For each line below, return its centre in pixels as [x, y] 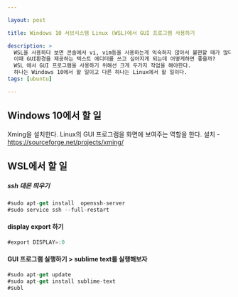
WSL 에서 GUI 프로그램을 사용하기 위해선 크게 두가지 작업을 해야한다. [103, 66]
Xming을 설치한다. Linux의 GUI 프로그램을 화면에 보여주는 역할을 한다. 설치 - [114, 134]
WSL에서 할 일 [37, 166]
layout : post [27, 20]
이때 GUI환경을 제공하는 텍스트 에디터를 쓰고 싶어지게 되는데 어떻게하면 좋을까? [115, 59]
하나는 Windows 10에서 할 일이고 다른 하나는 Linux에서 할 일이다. [101, 72]
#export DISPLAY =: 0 [36, 242]
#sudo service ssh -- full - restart [59, 210]
